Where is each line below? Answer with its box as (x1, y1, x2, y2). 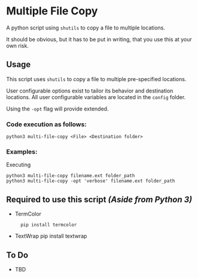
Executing (6, 161, 31, 169)
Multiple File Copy (6, 4, 98, 18)
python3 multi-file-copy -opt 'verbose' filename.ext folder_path (6, 178, 175, 184)
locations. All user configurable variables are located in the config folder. (6, 93, 186, 100)
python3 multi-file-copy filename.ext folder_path (6, 173, 135, 179)
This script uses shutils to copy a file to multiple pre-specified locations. (6, 75, 187, 82)
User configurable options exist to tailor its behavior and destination (6, 87, 173, 94)
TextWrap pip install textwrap (14, 232, 87, 240)
